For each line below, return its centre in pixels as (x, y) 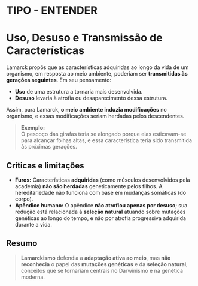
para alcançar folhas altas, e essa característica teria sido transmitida (106, 140)
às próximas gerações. (49, 147)
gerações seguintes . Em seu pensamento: (59, 80)
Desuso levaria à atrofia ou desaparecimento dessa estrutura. (91, 98)
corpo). (24, 199)
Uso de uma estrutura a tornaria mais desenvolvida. (79, 92)
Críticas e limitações (45, 165)
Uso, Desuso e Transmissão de (84, 38)
